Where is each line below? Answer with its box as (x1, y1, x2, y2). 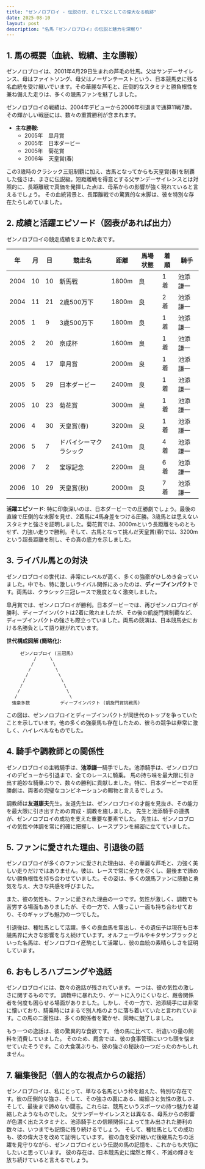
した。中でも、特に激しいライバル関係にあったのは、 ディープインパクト (11, 580, 193, 588)
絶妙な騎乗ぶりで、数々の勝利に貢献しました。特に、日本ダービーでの (16, 779, 193, 786)
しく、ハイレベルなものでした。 (6, 726, 87, 734)
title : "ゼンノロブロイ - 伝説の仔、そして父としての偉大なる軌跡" (6, 9, 157, 15)
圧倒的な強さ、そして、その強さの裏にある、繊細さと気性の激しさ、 (27, 1095, 198, 1102)
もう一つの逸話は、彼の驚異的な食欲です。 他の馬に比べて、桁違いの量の (6, 1028, 189, 1035)
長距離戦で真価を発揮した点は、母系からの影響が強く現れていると (27, 183, 193, 190)
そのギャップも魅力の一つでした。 (16, 911, 103, 918)
